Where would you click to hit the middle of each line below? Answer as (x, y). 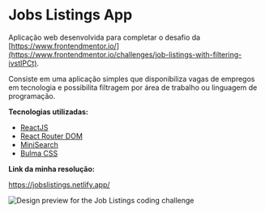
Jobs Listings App (71, 15)
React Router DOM (51, 136)
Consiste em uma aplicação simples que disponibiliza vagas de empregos (132, 79)
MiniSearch (39, 144)
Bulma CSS (39, 153)
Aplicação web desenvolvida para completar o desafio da (105, 37)
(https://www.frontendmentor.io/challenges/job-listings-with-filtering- (125, 54)
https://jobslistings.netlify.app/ (60, 185)
